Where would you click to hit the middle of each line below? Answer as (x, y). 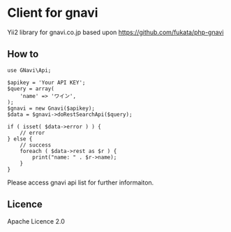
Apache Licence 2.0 (36, 221)
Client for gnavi (53, 13)
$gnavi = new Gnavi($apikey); (51, 108)
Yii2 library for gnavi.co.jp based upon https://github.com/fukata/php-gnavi (115, 32)
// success (36, 145)
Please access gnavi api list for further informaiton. (81, 182)
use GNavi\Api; (29, 70)
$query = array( (31, 89)
